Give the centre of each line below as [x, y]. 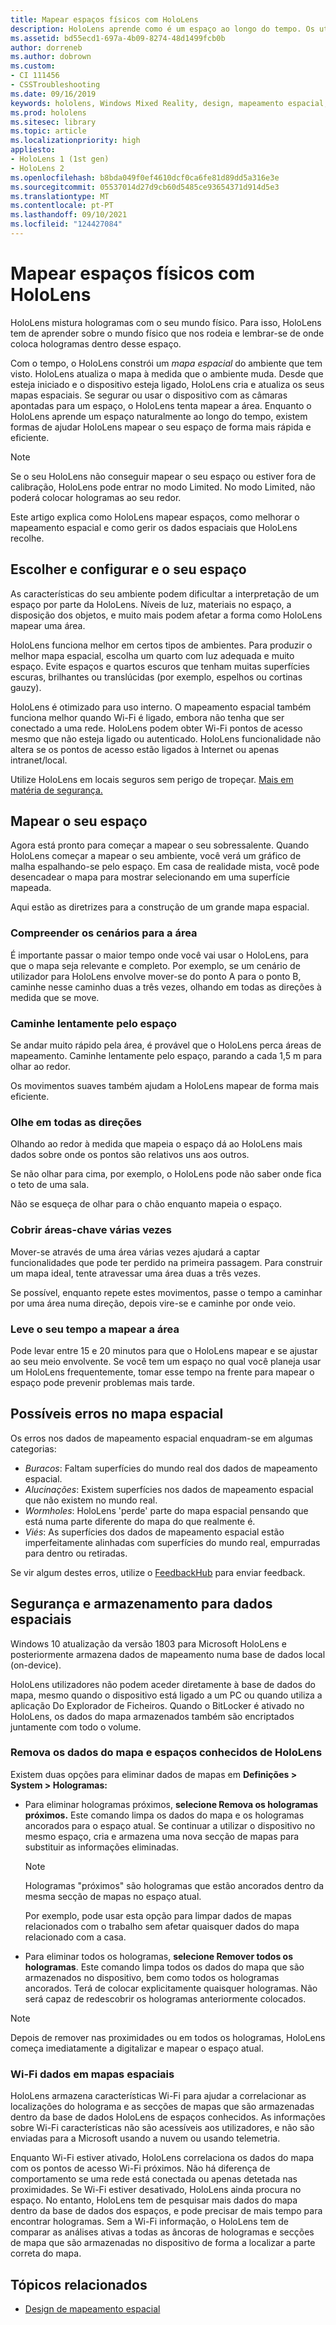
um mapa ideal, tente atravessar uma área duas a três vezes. [135, 1273]
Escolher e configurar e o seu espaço [128, 569]
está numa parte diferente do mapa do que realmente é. [140, 1521]
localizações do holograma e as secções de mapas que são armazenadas [162, 2107]
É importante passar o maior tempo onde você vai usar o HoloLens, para [159, 955]
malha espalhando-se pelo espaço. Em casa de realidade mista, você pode [165, 867]
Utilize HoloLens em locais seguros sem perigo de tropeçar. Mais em [152, 779]
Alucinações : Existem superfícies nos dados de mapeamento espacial [169, 1489]
